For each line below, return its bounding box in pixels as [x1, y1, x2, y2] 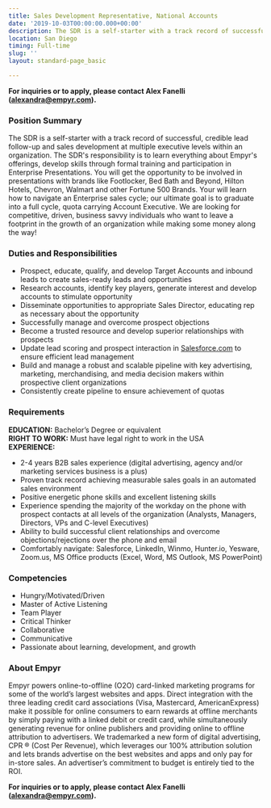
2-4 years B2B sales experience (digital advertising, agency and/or [19, 457, 244, 467]
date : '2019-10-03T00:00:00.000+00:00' [8, 19, 143, 27]
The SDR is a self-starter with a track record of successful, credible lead [8, 133, 248, 143]
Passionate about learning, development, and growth [19, 642, 196, 652]
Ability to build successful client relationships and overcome [19, 526, 220, 536]
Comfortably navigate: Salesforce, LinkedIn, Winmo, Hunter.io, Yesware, [19, 543, 261, 553]
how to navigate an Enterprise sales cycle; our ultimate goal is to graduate [8, 193, 254, 203]
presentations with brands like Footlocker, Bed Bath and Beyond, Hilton [8, 176, 244, 186]
